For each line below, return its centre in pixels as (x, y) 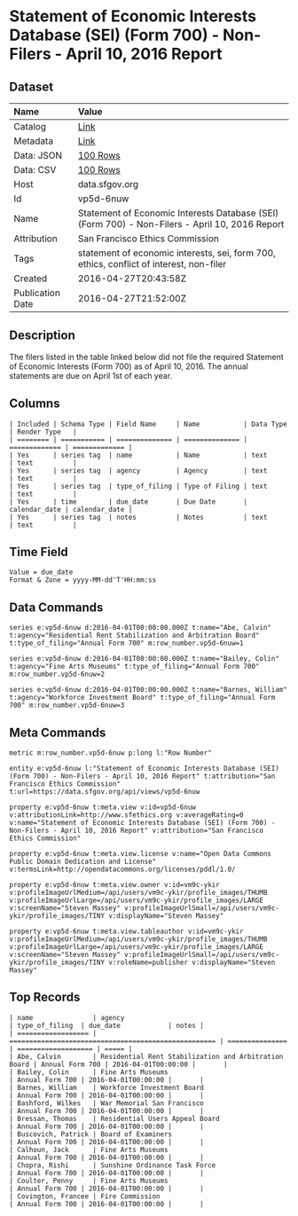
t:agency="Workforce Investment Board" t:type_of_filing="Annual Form (142, 698)
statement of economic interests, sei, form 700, (177, 253)
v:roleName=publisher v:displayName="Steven (192, 963)
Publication (37, 293)
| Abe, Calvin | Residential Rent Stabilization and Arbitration (146, 1056)
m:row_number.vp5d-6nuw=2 (57, 675)
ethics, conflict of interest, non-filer (152, 264)
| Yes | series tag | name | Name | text (138, 455)
